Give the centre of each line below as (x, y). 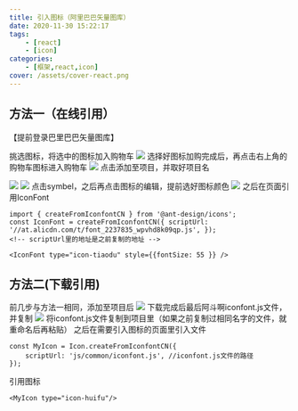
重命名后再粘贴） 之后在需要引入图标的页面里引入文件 (108, 330)
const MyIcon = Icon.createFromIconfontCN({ (93, 347)
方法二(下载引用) (55, 284)
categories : (31, 59)
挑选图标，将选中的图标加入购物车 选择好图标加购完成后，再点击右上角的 (148, 156)
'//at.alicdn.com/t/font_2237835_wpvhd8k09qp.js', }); (113, 230)
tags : (19, 34)
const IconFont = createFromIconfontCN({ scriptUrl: (109, 222)
